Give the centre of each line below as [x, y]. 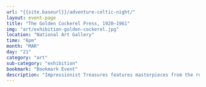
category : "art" [27, 58]
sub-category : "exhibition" [42, 63]
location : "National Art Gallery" [51, 35]
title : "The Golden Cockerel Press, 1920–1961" [68, 23]
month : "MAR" [23, 47]
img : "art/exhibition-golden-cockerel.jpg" [63, 29]
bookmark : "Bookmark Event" [42, 69]
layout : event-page [31, 18]
